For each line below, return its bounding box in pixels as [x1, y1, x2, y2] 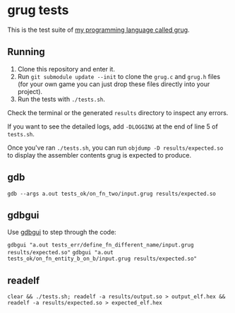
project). [17, 87, 43, 95]
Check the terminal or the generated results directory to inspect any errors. [7, 108, 229, 117]
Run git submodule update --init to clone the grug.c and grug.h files [17, 72, 221, 81]
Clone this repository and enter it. [17, 64, 115, 73]
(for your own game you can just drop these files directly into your [17, 80, 210, 88]
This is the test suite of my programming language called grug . [7, 25, 190, 34]
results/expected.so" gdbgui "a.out [7, 249, 114, 256]
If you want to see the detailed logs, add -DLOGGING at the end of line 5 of [7, 122, 219, 131]
